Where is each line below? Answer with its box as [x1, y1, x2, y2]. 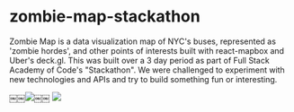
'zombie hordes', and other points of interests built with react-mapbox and [9, 45, 285, 56]
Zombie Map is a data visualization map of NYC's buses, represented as [9, 36, 277, 47]
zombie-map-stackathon [9, 6, 200, 27]
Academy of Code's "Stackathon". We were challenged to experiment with [9, 65, 285, 75]
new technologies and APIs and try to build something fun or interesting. [9, 73, 278, 84]
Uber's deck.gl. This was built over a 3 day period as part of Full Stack [9, 55, 270, 65]
